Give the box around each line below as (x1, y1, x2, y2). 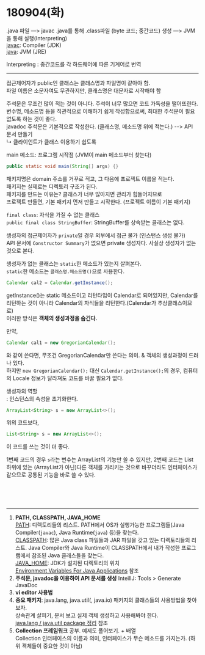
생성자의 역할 (6, 387, 38, 395)
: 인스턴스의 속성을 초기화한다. (6, 395, 78, 402)
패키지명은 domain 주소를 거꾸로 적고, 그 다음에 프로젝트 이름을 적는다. (6, 175, 175, 182)
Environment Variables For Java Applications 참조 (15, 567, 139, 574)
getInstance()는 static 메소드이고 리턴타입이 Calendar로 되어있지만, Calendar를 (6, 291, 198, 299)
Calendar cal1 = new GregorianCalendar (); (6, 340, 116, 346)
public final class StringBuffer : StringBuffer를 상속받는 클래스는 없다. (6, 218, 185, 226)
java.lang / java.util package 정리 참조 (15, 620, 109, 627)
